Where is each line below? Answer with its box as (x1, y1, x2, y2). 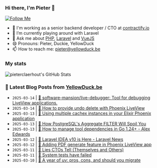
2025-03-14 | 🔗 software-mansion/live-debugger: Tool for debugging (12, 95, 151, 100)
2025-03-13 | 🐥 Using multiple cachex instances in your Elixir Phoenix (12, 110, 151, 116)
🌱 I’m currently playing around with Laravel (12, 30, 99, 36)
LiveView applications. (12, 100, 58, 106)
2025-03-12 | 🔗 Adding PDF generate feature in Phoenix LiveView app (12, 142, 152, 147)
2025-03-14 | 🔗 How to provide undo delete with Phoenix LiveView (12, 105, 145, 111)
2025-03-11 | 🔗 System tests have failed (12, 152, 92, 158)
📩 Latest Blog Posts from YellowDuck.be (5, 83, 103, 90)
